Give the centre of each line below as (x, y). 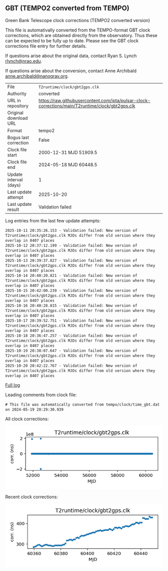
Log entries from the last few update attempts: (53, 220)
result (13, 209)
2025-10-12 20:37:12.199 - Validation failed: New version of (71, 245)
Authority (17, 93)
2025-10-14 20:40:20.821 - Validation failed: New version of (71, 275)
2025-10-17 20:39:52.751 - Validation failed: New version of (71, 321)
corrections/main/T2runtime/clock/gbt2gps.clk (87, 106)
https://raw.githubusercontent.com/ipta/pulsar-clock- (94, 101)
